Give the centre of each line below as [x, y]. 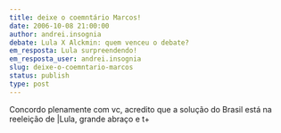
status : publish [39, 76]
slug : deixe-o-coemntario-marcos [71, 68]
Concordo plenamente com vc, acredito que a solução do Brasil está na [140, 109]
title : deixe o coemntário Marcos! [75, 17]
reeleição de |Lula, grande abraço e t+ [79, 119]
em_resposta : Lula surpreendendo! [74, 51]
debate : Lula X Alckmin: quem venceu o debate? [99, 42]
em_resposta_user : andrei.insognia [75, 59]
